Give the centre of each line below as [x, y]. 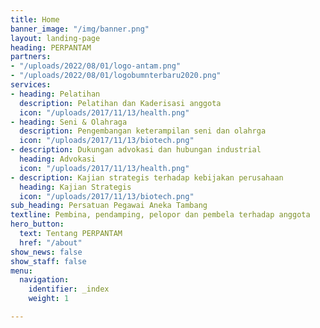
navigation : [44, 280]
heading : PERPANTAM [51, 47]
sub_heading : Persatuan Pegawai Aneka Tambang [109, 206]
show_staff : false [48, 261]
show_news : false [46, 252]
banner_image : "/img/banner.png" [80, 29]
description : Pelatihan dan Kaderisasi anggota [120, 103]
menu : [21, 271]
